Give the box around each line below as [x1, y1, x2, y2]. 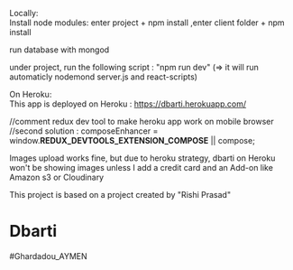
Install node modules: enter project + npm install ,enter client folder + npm [9, 17, 286, 28]
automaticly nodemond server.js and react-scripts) [9, 71, 198, 82]
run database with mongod [9, 44, 110, 55]
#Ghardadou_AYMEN [9, 250, 87, 261]
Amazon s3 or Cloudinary [9, 172, 105, 182]
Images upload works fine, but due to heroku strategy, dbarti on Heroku [9, 153, 276, 163]
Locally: [9, 8, 39, 18]
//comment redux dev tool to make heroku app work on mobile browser [9, 116, 274, 126]
